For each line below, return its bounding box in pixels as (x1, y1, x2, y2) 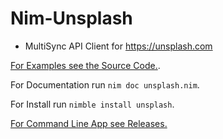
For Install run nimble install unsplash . (10, 98, 175, 110)
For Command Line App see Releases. (10, 117, 168, 129)
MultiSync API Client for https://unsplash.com (24, 40, 213, 52)
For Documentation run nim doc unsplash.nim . (10, 78, 200, 91)
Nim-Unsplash (10, 7, 133, 30)
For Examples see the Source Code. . (10, 59, 161, 71)
